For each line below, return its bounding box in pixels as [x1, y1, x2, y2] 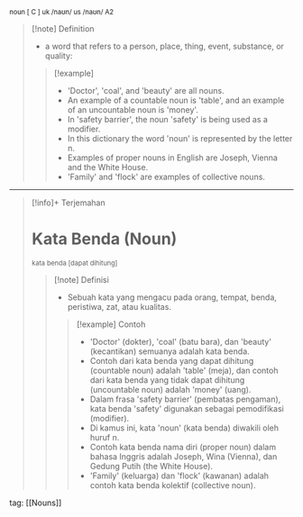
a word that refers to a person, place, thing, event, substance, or [44, 41, 284, 51]
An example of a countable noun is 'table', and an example [67, 95, 285, 105]
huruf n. [89, 431, 120, 442]
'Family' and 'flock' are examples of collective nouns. [67, 171, 266, 182]
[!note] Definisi [53, 274, 110, 285]
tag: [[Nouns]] [9, 497, 62, 508]
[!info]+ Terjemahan [31, 197, 106, 208]
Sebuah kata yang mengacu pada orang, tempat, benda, [67, 292, 278, 303]
